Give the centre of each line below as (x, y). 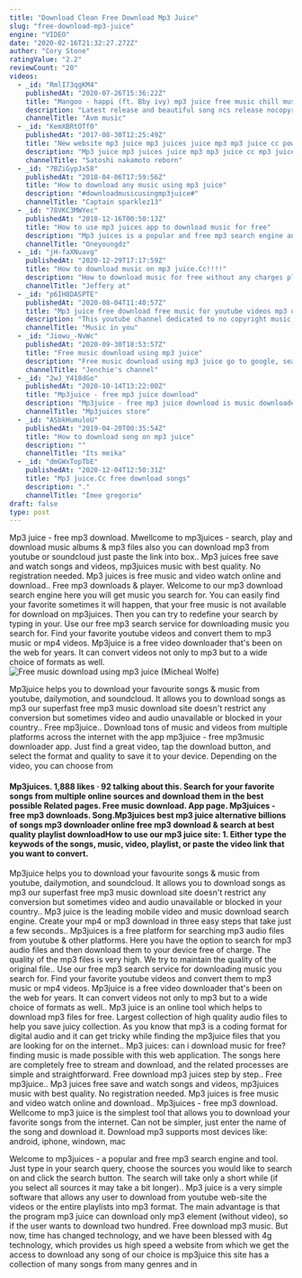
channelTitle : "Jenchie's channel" (92, 370)
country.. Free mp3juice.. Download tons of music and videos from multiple (149, 727)
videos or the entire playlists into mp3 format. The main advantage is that (145, 1207)
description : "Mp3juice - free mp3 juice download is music (140, 403)
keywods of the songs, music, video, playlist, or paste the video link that (147, 844)
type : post (30, 512)
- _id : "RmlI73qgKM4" (58, 85)
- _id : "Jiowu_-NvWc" (58, 336)
